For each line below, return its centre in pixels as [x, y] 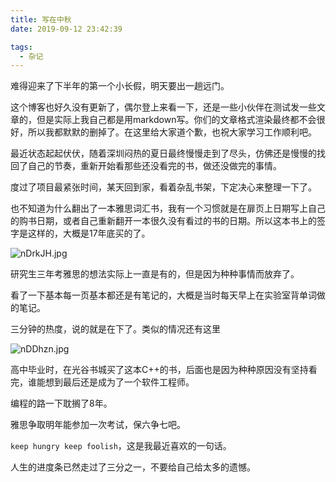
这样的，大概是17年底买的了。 [89, 233]
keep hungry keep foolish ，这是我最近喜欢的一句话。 [121, 446]
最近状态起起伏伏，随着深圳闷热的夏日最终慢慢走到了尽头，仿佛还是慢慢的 [163, 153]
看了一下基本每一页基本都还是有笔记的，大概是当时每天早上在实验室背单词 [163, 295]
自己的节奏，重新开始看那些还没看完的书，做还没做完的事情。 [154, 166]
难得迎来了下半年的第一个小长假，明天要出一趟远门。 [120, 86]
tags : [21, 47]
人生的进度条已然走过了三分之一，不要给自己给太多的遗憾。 [133, 467]
